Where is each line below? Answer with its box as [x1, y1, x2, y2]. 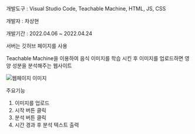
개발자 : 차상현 [6, 18, 39, 25]
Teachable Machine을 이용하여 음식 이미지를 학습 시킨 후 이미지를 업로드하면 [6, 55, 184, 61]
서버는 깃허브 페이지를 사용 [6, 43, 68, 49]
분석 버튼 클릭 [14, 114, 46, 121]
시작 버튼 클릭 [14, 107, 46, 114]
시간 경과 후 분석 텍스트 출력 [14, 122, 79, 128]
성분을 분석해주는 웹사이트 [12, 62, 72, 69]
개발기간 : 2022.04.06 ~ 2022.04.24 [6, 30, 93, 37]
